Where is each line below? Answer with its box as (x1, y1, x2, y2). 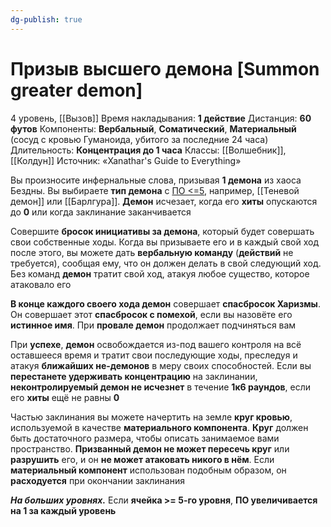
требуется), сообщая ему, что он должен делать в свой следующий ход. (10, 257, 322, 269)
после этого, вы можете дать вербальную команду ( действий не (10, 246, 294, 258)
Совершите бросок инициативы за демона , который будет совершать (10, 225, 315, 237)
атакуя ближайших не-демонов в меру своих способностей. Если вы (10, 359, 312, 371)
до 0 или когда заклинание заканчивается (10, 206, 192, 218)
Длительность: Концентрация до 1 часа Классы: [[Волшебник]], (10, 144, 287, 156)
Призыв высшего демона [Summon (10, 57, 320, 80)
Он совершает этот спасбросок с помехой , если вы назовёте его (10, 308, 293, 320)
